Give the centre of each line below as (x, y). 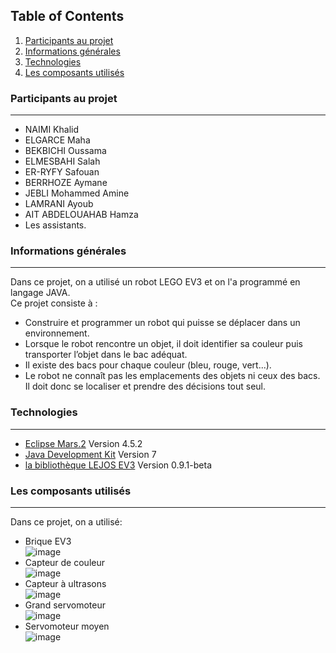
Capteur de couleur (64, 562)
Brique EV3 (48, 541)
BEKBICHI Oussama (65, 151)
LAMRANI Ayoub (59, 204)
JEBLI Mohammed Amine (77, 193)
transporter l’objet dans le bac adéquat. (106, 355)
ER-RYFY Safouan (62, 172)
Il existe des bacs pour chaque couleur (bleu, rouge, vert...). (148, 365)
